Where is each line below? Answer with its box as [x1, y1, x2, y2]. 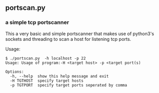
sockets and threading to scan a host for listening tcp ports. [5, 36, 132, 42]
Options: [5, 69, 24, 74]
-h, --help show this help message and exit [10, 74, 109, 79]
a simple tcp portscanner [5, 19, 69, 26]
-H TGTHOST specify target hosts [10, 78, 84, 83]
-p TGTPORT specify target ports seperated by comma [10, 82, 127, 88]
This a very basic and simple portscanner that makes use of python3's [5, 30, 154, 37]
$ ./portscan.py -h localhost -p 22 [5, 56, 86, 61]
